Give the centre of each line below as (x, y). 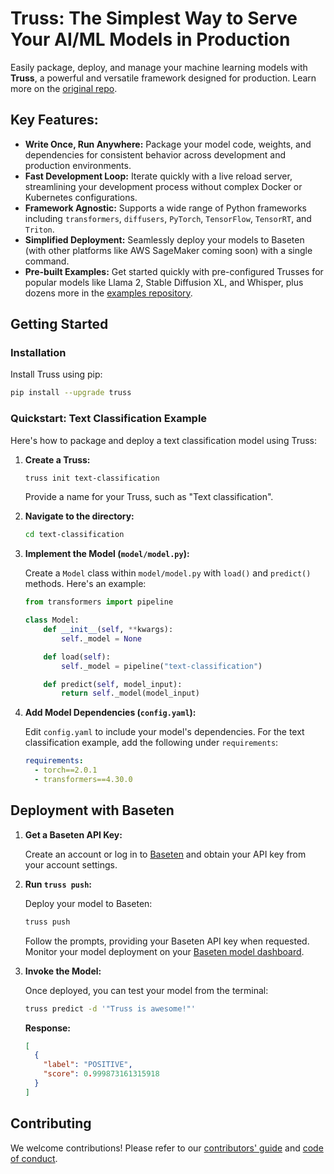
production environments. (78, 165)
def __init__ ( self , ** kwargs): (108, 630)
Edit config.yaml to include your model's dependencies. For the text (164, 732)
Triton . (39, 229)
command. (47, 261)
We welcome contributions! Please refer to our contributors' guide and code (167, 1148)
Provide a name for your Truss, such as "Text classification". (149, 497)
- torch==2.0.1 (66, 770)
